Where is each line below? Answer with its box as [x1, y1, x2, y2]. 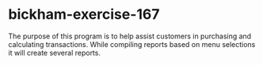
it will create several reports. [8, 48, 101, 57]
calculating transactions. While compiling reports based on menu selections [8, 39, 256, 49]
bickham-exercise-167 [8, 5, 160, 23]
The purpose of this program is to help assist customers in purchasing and [8, 31, 252, 41]
